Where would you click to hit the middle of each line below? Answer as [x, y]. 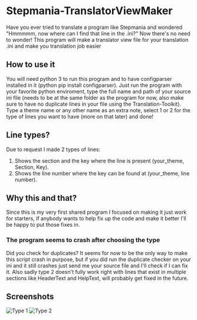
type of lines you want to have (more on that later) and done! [80, 116]
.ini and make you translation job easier [54, 46]
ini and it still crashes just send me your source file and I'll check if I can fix [97, 265]
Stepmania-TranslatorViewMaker [89, 11]
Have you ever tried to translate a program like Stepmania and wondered [94, 27]
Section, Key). [32, 167]
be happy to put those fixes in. [43, 225]
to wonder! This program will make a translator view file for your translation [97, 40]
